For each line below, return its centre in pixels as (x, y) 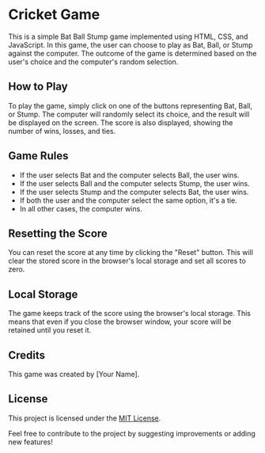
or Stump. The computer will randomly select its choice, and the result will (129, 114)
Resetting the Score (58, 233)
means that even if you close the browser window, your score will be (120, 322)
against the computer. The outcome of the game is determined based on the (132, 53)
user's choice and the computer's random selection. (93, 62)
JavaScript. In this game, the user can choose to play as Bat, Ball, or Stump (131, 44)
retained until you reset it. (50, 330)
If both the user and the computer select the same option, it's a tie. (128, 200)
